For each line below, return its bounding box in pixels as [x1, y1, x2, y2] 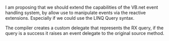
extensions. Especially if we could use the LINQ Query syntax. [5, 15, 135, 21]
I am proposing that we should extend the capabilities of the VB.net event [5, 5, 158, 10]
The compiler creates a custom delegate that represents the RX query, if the [5, 25, 164, 31]
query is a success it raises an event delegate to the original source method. [5, 30, 164, 36]
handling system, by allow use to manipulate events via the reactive [5, 10, 146, 16]
